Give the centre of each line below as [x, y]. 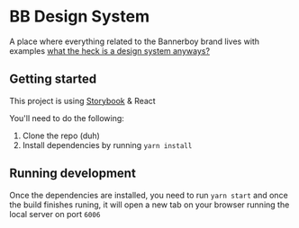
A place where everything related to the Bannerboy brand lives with [134, 41]
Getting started [53, 79]
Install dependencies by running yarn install [107, 145]
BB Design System [80, 17]
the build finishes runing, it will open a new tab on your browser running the [149, 205]
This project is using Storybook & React [82, 101]
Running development [73, 174]
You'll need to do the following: [67, 118]
